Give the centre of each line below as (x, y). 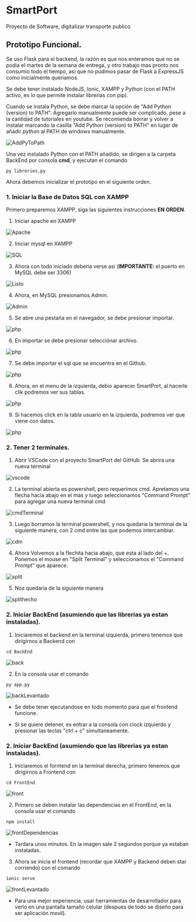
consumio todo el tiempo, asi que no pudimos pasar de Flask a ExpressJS (95, 71)
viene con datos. (35, 421)
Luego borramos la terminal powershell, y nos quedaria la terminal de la (101, 524)
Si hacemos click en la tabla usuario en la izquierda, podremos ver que (100, 415)
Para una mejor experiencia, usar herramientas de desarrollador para (98, 900)
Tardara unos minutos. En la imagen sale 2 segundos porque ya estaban (102, 844)
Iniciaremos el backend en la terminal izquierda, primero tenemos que (99, 635)
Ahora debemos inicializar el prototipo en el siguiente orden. (79, 181)
